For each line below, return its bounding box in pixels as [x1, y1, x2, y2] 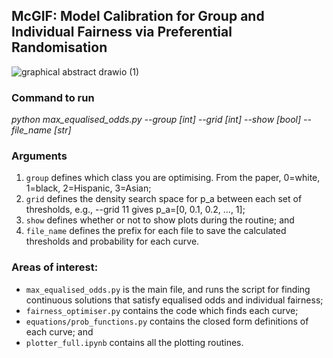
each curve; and [25, 325, 94, 338]
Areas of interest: [11, 260, 99, 274]
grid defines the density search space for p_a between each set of [25, 193, 303, 205]
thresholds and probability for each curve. [25, 235, 200, 248]
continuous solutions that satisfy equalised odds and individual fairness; [25, 294, 324, 306]
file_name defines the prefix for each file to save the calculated [25, 225, 287, 237]
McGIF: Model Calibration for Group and [11, 8, 265, 25]
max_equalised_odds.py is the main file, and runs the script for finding [25, 283, 311, 295]
